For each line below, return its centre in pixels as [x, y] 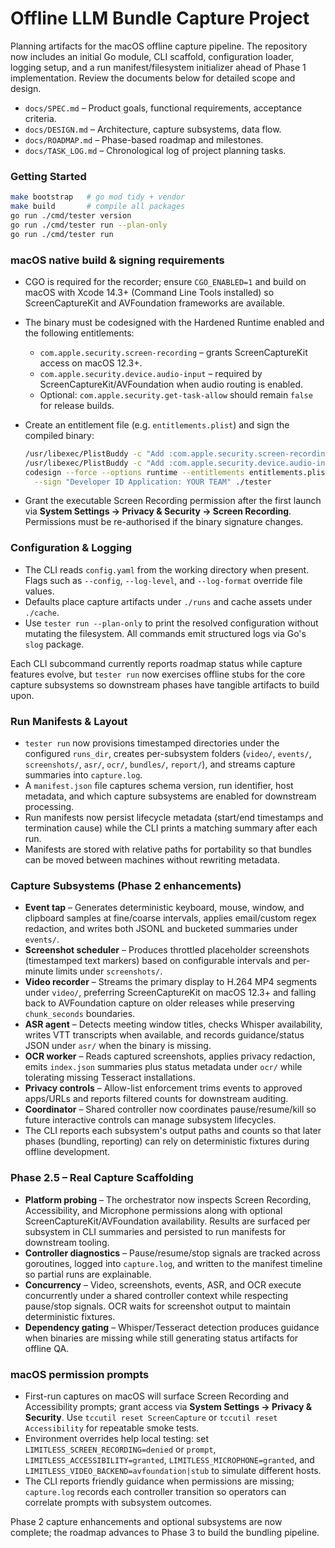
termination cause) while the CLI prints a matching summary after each [171, 828]
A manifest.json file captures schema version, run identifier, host [159, 785]
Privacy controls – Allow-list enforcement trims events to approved [163, 1088]
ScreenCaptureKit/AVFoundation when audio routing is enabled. [171, 384]
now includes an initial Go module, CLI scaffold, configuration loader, [152, 56]
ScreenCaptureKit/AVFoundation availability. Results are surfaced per [167, 1221]
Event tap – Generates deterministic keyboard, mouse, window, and [164, 908]
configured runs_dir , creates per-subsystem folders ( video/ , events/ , [168, 753]
